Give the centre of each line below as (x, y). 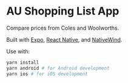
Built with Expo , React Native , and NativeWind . (64, 39)
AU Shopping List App (63, 11)
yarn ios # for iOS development (47, 74)
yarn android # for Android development (58, 68)
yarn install (23, 62)
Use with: (18, 51)
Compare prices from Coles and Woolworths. (63, 28)
